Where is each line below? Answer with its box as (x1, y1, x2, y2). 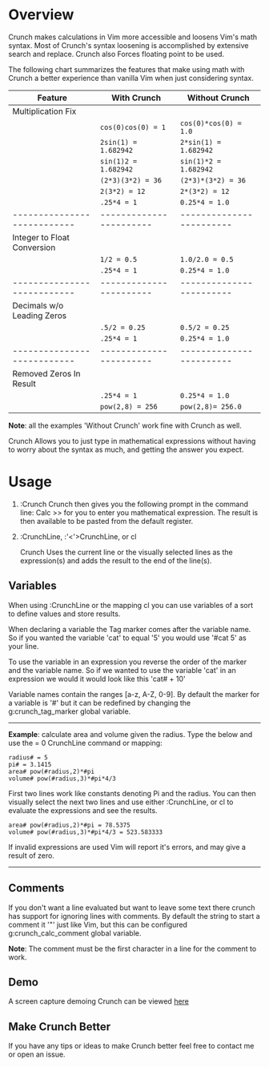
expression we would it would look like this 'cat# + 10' (8, 674, 186, 683)
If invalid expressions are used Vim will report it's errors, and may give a (8, 842, 247, 852)
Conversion (12, 242, 56, 253)
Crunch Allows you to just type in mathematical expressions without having (8, 436, 256, 445)
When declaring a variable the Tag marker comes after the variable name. (8, 624, 251, 634)
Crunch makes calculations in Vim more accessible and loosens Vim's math (8, 32, 258, 42)
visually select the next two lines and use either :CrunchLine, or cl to (8, 797, 234, 807)
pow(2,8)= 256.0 (179, 402, 242, 411)
